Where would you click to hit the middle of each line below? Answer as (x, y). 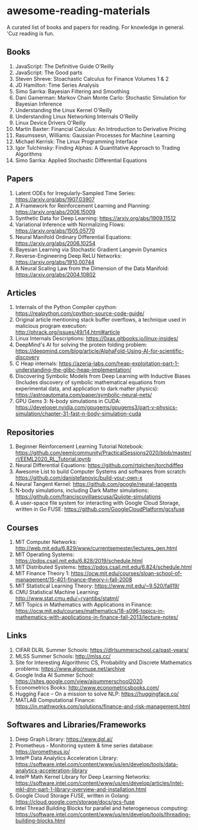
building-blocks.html (40, 821)
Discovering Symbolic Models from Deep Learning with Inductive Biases (103, 376)
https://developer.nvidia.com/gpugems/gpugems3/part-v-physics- (96, 408)
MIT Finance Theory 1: (42, 573)
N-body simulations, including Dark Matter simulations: (82, 490)
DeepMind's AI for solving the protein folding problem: (81, 345)
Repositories (31, 432)
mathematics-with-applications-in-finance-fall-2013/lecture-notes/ (97, 617)
